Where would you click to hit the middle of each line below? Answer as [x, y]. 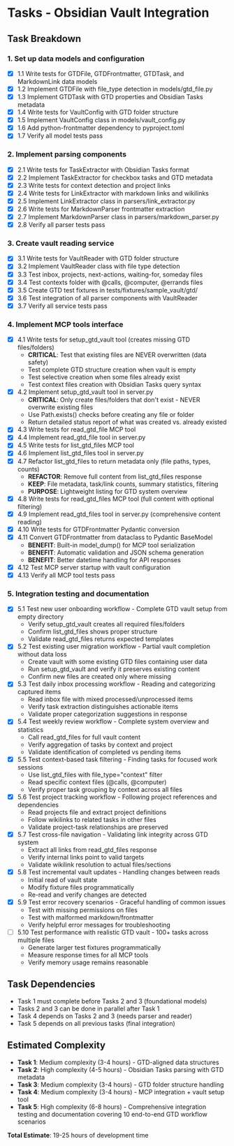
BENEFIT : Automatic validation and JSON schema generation [116, 552]
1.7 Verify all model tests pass [60, 136]
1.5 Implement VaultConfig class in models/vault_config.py [101, 120]
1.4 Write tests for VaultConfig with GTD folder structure [98, 112]
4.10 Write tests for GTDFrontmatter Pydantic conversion [98, 529]
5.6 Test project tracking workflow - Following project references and [117, 797]
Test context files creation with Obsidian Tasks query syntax [115, 385]
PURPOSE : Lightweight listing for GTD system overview [108, 491]
